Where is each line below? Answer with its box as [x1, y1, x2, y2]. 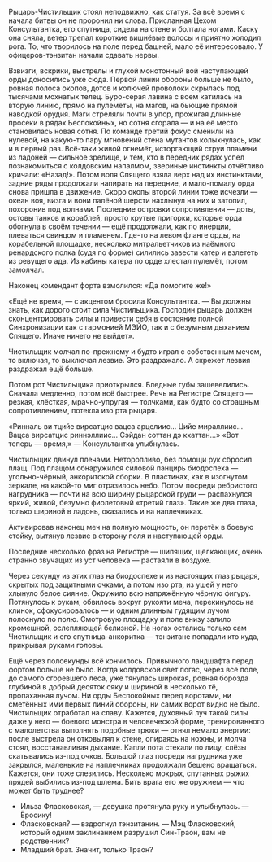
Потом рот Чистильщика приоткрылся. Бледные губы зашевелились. [8, 380, 250, 389]
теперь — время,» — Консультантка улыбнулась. [8, 439, 180, 449]
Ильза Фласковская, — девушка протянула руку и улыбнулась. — [19, 802, 249, 811]
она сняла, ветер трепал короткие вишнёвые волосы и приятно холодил [8, 33, 261, 42]
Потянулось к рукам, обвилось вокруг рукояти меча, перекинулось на [8, 597, 254, 606]
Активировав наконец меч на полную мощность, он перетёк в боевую [8, 523, 254, 532]
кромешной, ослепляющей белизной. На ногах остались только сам [8, 623, 248, 632]
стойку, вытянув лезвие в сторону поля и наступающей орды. [8, 531, 224, 540]
